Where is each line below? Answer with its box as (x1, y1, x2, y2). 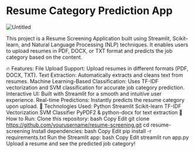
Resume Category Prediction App (6, 4, 173, 18)
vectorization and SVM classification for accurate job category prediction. (6, 84, 185, 91)
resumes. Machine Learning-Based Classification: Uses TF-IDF (6, 77, 159, 84)
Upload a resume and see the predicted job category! (6, 140, 136, 147)
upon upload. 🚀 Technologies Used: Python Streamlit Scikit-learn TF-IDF (6, 103, 181, 110)
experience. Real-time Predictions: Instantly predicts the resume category (6, 96, 185, 103)
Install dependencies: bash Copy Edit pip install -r (31, 127, 152, 134)
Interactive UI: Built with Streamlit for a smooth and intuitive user (6, 90, 162, 97)
